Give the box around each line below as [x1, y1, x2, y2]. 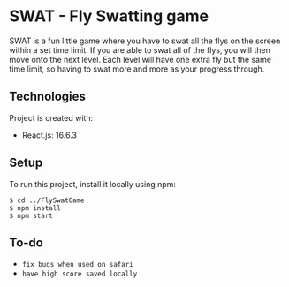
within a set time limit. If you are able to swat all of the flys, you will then [9, 44, 271, 55]
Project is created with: [9, 112, 94, 123]
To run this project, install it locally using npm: [9, 178, 177, 189]
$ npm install [9, 203, 62, 213]
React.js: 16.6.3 [21, 130, 78, 140]
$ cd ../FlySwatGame [9, 196, 86, 205]
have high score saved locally [21, 269, 138, 279]
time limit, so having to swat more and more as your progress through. [9, 64, 265, 74]
